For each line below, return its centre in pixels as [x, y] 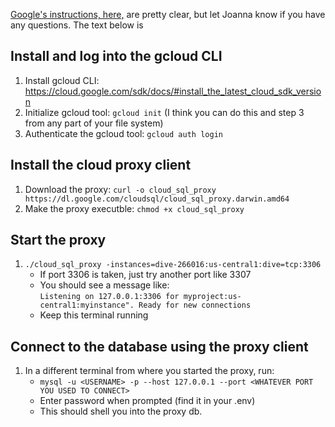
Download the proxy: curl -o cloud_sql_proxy [120, 189]
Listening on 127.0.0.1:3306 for [109, 297]
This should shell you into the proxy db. [121, 411]
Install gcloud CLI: [62, 80]
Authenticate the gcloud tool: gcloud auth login [123, 133]
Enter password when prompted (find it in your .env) [147, 401]
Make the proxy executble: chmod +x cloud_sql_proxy [134, 208]
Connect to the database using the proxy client [159, 346]
